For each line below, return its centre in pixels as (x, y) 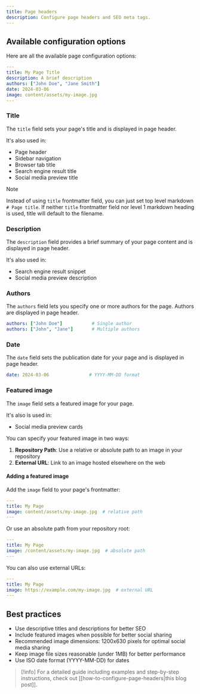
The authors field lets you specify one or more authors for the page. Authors (100, 307)
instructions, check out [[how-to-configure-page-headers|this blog (104, 678)
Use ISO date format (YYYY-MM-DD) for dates (72, 660)
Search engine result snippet (50, 272)
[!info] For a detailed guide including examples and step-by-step (100, 672)
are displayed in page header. (43, 313)
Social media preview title (47, 177)
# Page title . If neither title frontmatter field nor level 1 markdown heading (100, 207)
